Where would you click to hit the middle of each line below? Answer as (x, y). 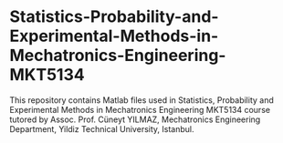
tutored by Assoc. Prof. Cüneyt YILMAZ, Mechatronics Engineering (135, 119)
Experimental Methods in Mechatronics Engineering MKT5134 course (140, 109)
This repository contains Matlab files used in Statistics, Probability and (141, 100)
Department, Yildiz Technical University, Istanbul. (102, 128)
